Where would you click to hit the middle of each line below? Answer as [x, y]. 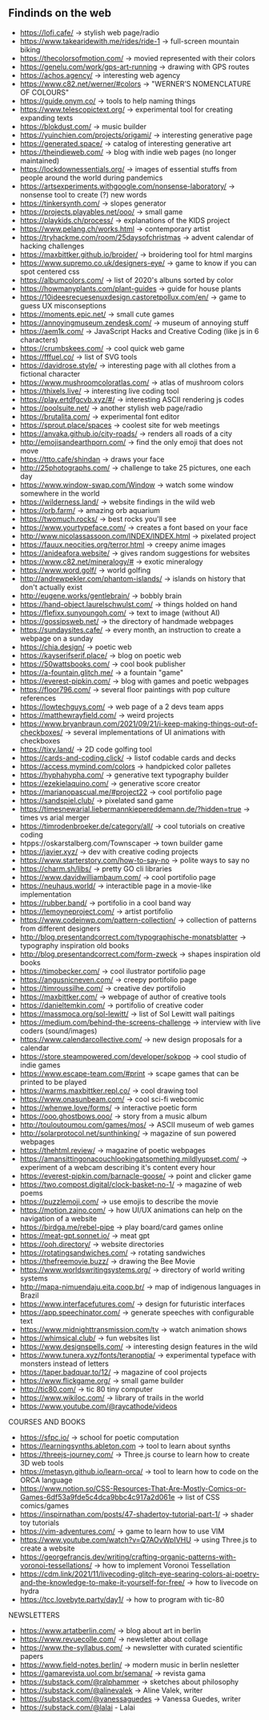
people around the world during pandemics [91, 177]
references [38, 698]
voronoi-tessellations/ [56, 1565]
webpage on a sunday [56, 638]
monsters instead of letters [64, 1363]
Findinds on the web [60, 13]
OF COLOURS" [44, 92]
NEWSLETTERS [34, 1615]
